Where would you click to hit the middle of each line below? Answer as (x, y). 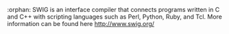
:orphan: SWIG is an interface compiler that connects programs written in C (113, 10)
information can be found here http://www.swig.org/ (81, 24)
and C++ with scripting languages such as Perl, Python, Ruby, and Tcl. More (115, 17)
